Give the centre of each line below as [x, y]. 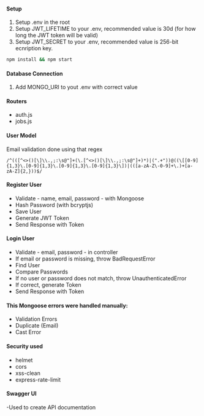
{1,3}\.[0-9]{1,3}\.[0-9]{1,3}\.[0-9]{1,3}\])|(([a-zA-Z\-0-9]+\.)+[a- [100, 166]
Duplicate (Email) [37, 326]
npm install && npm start [39, 60]
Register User [24, 185]
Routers [17, 101]
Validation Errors [36, 319]
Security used [25, 346]
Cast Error [28, 332]
